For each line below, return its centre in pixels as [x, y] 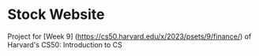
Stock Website [56, 15]
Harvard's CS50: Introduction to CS [65, 44]
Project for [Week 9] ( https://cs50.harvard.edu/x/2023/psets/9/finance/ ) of [129, 36]
